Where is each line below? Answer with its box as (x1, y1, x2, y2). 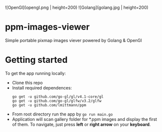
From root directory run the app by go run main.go (12, 111, 113, 117)
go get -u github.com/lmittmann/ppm (12, 103, 86, 107)
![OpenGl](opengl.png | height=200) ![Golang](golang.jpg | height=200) (5, 5, 149, 10)
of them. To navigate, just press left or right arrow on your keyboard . (12, 121, 151, 127)
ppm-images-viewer (5, 22, 90, 32)
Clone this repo (12, 80, 43, 86)
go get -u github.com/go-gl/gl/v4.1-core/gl (12, 94, 104, 99)
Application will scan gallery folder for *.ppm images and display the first (12, 116, 157, 122)
